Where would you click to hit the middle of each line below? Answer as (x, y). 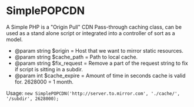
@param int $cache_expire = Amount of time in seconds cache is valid (100, 75)
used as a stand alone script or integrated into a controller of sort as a (91, 33)
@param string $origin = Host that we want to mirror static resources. (99, 50)
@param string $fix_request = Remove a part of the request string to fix (101, 63)
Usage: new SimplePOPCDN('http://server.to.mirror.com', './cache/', (93, 93)
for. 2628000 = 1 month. (44, 82)
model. (14, 39)
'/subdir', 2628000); (33, 99)
